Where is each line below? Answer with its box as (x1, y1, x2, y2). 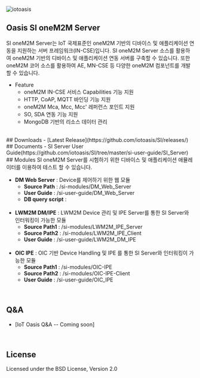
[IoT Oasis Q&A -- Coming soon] (14, 321, 95, 328)
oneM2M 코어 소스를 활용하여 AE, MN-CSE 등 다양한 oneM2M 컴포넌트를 (6, 61, 180, 69)
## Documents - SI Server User (6, 142, 84, 150)
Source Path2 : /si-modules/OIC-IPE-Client (23, 269, 130, 277)
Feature (14, 81, 34, 88)
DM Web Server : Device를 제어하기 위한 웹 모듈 (14, 176, 131, 183)
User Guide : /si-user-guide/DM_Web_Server (23, 189, 135, 196)
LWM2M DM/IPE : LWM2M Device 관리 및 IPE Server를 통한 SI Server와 (14, 209, 189, 216)
